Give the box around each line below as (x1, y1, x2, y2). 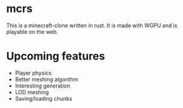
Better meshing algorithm (14, 75, 79, 83)
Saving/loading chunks (14, 95, 72, 102)
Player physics (14, 69, 52, 77)
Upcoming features (6, 49, 106, 63)
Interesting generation (14, 82, 71, 89)
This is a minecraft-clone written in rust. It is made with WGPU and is (6, 22, 178, 29)
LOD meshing (14, 88, 50, 95)
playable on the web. (6, 28, 59, 35)
